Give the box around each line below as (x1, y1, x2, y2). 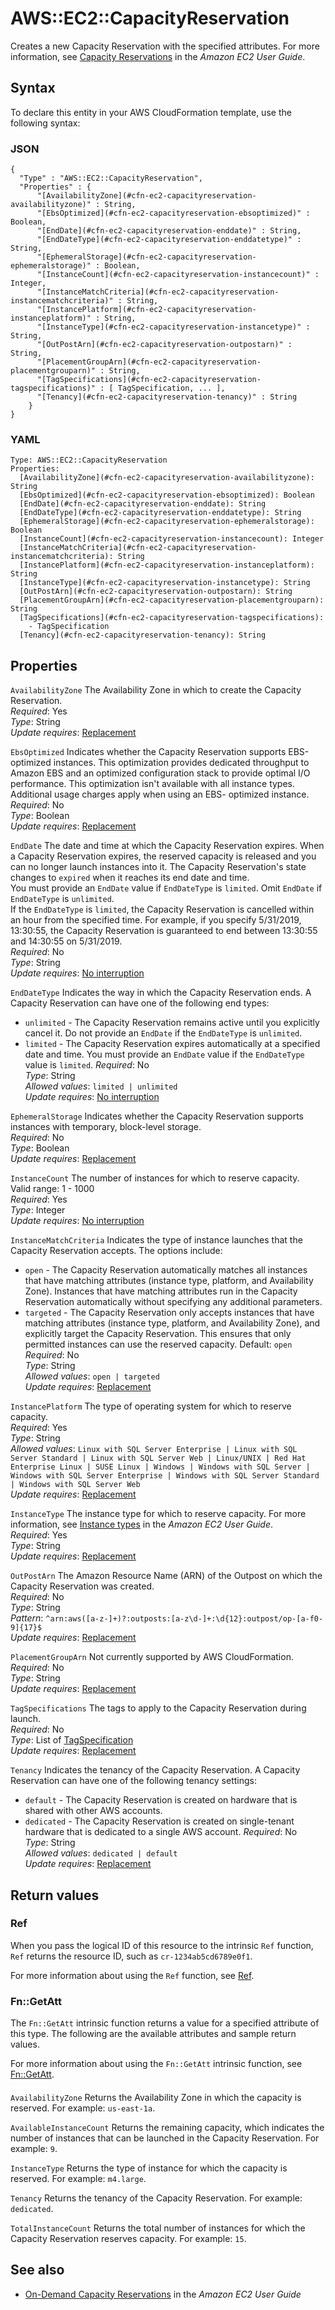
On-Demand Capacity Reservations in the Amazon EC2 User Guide (24, 2288, 302, 2300)
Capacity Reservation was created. (10, 1580, 155, 1592)
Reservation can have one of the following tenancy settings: (10, 1775, 257, 1787)
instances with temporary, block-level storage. (10, 1121, 202, 1133)
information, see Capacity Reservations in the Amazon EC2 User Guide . (10, 50, 306, 62)
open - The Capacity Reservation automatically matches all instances (24, 1264, 308, 1276)
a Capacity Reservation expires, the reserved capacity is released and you (10, 850, 317, 862)
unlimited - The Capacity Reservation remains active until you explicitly (24, 1017, 320, 1029)
